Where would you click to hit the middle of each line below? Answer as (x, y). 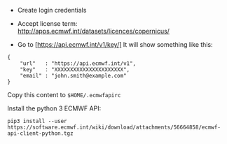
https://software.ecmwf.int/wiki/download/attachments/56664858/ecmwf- (114, 127)
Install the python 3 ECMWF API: (54, 108)
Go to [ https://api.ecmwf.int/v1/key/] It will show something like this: (115, 44)
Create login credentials (52, 10)
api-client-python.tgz (40, 134)
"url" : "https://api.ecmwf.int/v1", (78, 64)
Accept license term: (47, 23)
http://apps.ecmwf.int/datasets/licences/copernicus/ (94, 31)
